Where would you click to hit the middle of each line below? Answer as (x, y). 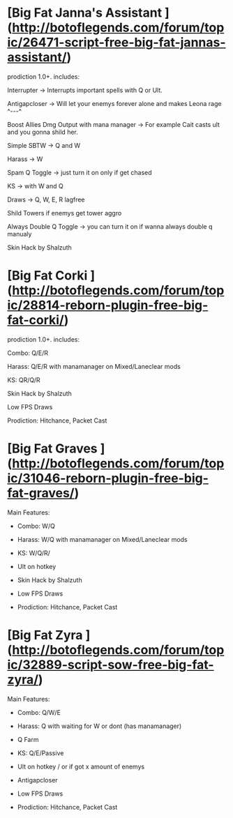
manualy (20, 234)
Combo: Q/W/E (39, 712)
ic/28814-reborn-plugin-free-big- (108, 305)
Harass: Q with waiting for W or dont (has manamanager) (99, 726)
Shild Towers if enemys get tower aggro (65, 213)
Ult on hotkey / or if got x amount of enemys (81, 766)
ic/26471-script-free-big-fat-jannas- (116, 43)
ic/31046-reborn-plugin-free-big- (108, 478)
